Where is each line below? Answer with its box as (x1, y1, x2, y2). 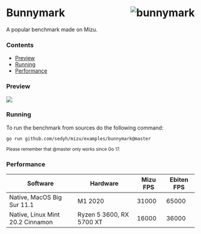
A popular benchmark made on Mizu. (6, 26, 98, 33)
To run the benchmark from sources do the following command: (6, 124, 164, 131)
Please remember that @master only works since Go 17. (6, 146, 121, 152)
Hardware (90, 179, 119, 188)
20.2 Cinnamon (9, 218, 53, 226)
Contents (6, 41, 34, 49)
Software (27, 179, 54, 188)
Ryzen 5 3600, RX (77, 211, 129, 219)
